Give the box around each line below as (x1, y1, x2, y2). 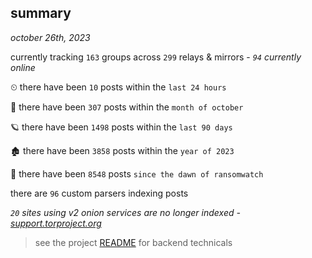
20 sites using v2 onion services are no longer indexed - (10, 206, 241, 218)
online (10, 61, 36, 73)
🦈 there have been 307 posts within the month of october (10, 101, 244, 113)
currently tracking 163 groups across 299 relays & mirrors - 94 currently (10, 51, 302, 63)
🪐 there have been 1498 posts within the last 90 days (10, 121, 233, 133)
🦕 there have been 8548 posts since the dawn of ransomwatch (10, 167, 264, 180)
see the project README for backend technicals (34, 236, 233, 248)
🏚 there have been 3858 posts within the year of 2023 (10, 144, 235, 156)
